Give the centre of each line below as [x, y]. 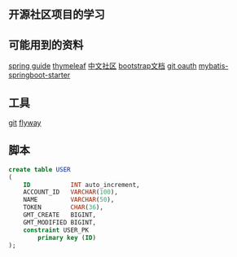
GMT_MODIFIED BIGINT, [59, 222]
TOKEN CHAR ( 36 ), [64, 207]
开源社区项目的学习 [57, 15]
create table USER [39, 169]
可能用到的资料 [46, 44]
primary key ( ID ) [67, 237]
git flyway [25, 123]
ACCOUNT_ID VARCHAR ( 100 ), [70, 192]
